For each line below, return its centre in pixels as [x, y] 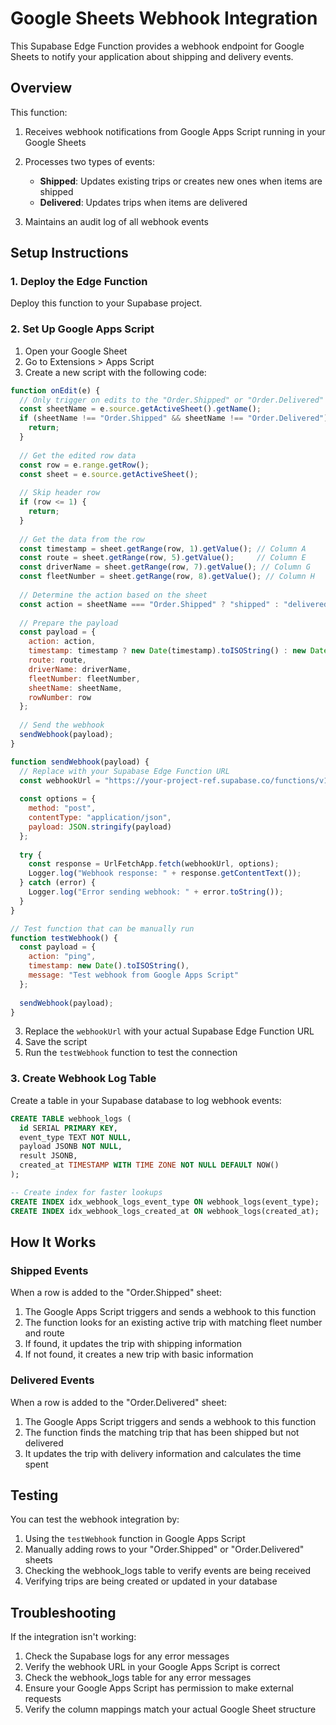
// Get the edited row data [78, 455]
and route [44, 1333]
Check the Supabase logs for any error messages [127, 1656]
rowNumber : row [60, 697]
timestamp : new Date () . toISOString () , [109, 966]
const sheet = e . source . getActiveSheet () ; [109, 474]
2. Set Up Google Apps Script [82, 329]
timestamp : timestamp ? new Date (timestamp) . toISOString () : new [167, 651]
